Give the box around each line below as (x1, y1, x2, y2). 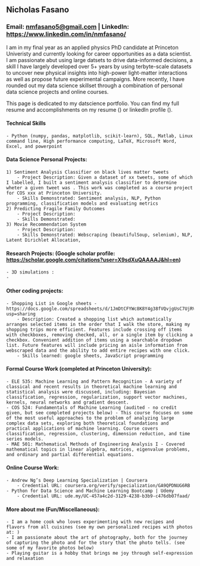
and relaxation (6, 555, 44, 562)
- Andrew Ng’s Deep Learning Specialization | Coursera (6, 477, 148, 483)
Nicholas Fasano (6, 5, 70, 15)
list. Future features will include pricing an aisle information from (6, 342, 187, 348)
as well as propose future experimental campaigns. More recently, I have (6, 75, 185, 82)
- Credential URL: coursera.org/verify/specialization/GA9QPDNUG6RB (17, 482, 190, 488)
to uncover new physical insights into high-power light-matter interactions (6, 69, 187, 76)
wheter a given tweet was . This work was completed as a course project (6, 185, 193, 191)
